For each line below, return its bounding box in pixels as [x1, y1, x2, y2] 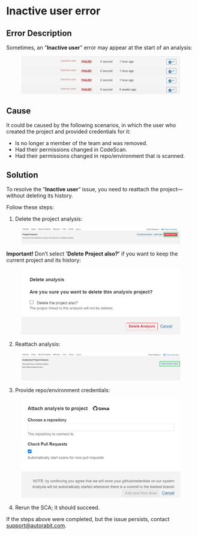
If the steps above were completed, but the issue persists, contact [6, 516, 170, 523]
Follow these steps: [6, 204, 54, 211]
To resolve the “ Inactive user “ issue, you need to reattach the [6, 186, 159, 193]
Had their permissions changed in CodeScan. [14, 146, 128, 154]
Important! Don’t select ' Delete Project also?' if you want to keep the [6, 250, 178, 257]
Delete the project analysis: [14, 215, 83, 223]
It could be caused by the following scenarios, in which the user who [6, 122, 176, 129]
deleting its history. [26, 192, 73, 199]
